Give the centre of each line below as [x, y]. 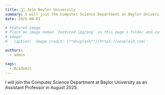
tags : [11, 64]
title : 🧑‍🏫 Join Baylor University [41, 10]
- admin [17, 55]
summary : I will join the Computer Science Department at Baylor [73, 14]
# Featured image [23, 28]
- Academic [21, 68]
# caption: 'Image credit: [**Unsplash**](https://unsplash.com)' [77, 42]
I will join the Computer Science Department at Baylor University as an [76, 82]
